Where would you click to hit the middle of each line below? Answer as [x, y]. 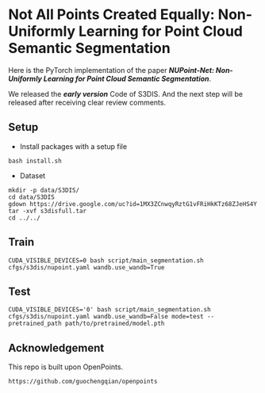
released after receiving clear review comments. [87, 102]
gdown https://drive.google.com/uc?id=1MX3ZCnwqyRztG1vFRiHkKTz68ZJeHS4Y [133, 204]
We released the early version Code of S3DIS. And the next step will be [126, 93]
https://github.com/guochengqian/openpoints [83, 382]
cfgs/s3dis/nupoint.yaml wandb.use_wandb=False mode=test [106, 317]
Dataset [33, 175]
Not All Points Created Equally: [112, 15]
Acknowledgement [56, 347]
